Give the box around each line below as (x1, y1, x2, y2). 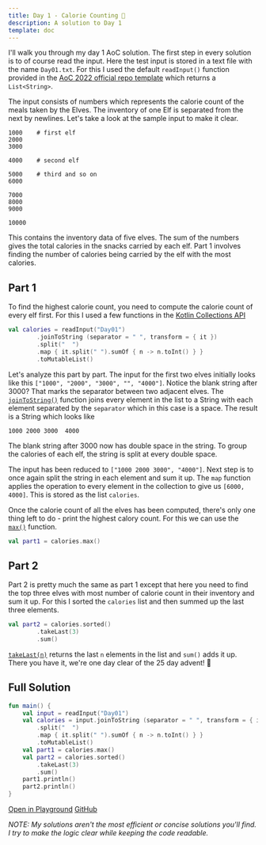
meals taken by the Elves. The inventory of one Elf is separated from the (8, 105, 244, 115)
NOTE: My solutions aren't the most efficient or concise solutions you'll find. (8, 820, 257, 829)
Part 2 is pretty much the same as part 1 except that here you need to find (8, 580, 249, 589)
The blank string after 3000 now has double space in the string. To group (8, 441, 248, 450)
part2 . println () (22, 782, 77, 791)
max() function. (8, 521, 58, 531)
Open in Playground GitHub (8, 805, 97, 814)
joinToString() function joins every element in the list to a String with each (8, 395, 253, 404)
